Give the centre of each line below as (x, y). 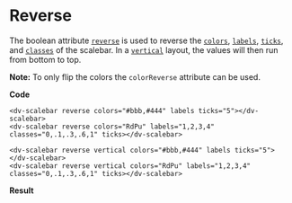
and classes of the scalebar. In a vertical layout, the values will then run (144, 49)
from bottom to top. (45, 59)
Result (22, 190)
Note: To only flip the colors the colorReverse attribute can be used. (135, 76)
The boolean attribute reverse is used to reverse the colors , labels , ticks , (146, 40)
